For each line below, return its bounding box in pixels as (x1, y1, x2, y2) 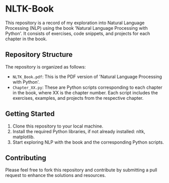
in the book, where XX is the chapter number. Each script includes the (12, 89, 158, 96)
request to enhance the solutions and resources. (5, 172, 106, 178)
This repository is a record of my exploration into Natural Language (5, 20, 145, 26)
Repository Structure (5, 50, 73, 59)
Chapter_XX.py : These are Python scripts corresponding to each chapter (12, 84, 163, 90)
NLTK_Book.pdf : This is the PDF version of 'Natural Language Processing (12, 74, 162, 80)
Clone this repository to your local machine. (12, 123, 103, 129)
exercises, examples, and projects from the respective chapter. (12, 95, 144, 101)
